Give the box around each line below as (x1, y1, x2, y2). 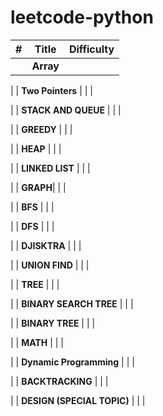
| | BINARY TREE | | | (10, 317, 96, 329)
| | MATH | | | (10, 336, 65, 348)
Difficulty (68, 42, 115, 56)
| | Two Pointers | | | (10, 84, 93, 96)
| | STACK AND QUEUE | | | (10, 104, 122, 116)
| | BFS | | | (10, 201, 55, 213)
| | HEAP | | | (10, 142, 62, 155)
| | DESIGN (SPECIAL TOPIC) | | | (10, 394, 146, 406)
